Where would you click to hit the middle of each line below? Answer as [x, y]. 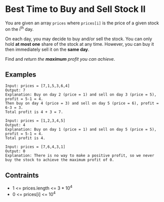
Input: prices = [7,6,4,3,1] [35, 147]
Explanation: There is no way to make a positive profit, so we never [80, 156]
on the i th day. [19, 28]
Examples [21, 74]
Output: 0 [15, 151]
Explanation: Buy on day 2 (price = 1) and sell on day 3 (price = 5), [81, 95]
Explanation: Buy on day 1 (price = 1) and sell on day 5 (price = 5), [81, 130]
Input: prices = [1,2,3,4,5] [35, 121]
